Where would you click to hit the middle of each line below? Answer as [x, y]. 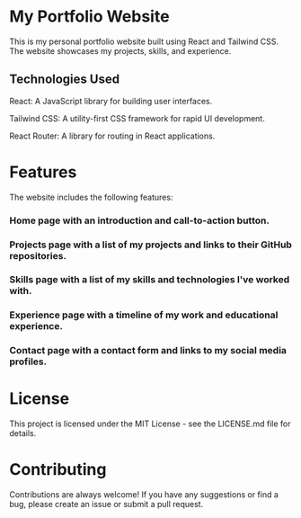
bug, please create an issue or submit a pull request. [106, 505]
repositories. [38, 255]
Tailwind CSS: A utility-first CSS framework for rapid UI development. [137, 118]
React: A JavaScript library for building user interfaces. [111, 101]
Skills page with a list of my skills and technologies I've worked [150, 280]
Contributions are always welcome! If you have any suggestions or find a [144, 495]
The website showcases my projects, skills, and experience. [120, 50]
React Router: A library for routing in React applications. [112, 136]
